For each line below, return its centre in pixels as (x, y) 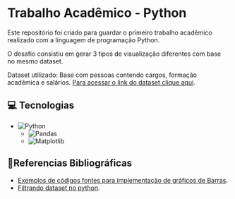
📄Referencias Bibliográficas (70, 163)
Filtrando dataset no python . (59, 188)
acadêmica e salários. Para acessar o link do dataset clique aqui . (101, 82)
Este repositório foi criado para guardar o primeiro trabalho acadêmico (110, 32)
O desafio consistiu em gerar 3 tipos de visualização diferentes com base (114, 54)
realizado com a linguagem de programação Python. (84, 40)
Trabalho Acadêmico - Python (97, 13)
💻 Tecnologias (41, 105)
